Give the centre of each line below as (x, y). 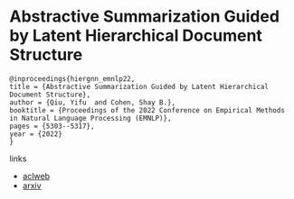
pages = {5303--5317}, (52, 126)
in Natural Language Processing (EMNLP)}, (90, 118)
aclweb (36, 176)
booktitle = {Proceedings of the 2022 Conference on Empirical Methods (147, 110)
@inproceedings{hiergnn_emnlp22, (72, 78)
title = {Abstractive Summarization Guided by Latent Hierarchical (139, 86)
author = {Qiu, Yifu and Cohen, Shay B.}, (93, 102)
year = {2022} (36, 134)
